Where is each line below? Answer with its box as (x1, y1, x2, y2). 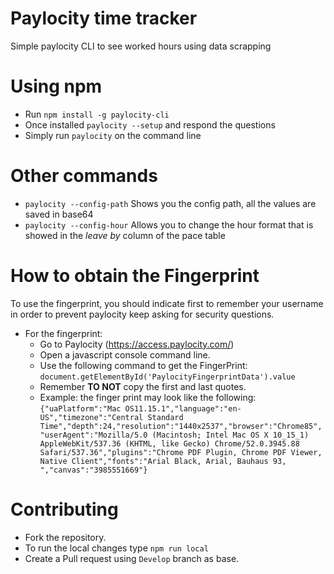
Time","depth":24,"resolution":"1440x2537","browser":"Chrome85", (39, 421, 323, 431)
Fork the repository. (24, 531, 107, 543)
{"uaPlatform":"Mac (39, 403, 122, 414)
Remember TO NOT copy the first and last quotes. (39, 380, 247, 392)
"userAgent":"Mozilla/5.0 (39, 430, 148, 440)
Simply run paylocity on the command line (24, 129, 202, 141)
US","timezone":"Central (39, 412, 144, 422)
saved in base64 (24, 208, 94, 220)
